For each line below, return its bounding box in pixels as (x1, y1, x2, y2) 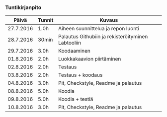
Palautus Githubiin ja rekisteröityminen (58, 33, 148, 40)
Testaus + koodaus (58, 71, 103, 78)
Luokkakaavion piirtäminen (58, 56, 121, 62)
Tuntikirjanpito (5, 4, 42, 11)
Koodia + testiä (58, 96, 93, 103)
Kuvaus (99, 17, 118, 24)
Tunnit (38, 17, 54, 24)
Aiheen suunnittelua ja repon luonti (58, 25, 139, 32)
